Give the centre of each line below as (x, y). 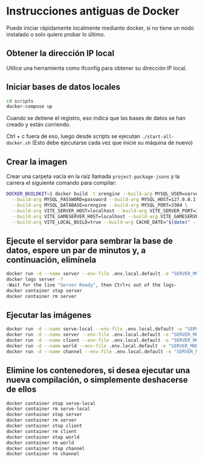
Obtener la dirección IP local (60, 54)
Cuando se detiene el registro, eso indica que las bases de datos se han (96, 118)
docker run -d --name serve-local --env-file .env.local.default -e (94, 329)
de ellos (21, 390)
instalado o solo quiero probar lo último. (56, 34)
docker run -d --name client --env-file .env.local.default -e (88, 340)
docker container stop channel (46, 448)
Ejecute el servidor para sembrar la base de (90, 241)
